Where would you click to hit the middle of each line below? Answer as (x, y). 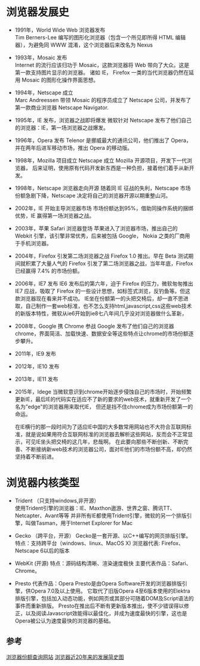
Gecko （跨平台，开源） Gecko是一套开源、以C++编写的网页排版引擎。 (103, 535)
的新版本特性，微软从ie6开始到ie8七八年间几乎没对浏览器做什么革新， (101, 313)
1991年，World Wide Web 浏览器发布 (60, 30)
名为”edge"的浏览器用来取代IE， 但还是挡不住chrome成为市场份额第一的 (104, 406)
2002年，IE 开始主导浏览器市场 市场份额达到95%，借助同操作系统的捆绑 (104, 208)
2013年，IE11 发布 (36, 379)
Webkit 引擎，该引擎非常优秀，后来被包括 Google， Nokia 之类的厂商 (100, 236)
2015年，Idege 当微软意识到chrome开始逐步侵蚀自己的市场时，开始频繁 (103, 391)
